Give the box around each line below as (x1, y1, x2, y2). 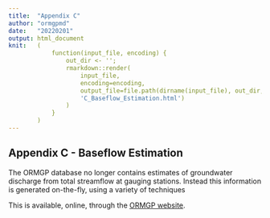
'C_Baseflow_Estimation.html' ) (80, 94, 185, 102)
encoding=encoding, (80, 79, 146, 87)
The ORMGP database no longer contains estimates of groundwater (8, 167, 233, 177)
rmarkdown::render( (65, 64, 131, 72)
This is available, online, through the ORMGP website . (8, 200, 186, 210)
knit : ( (8, 42, 42, 50)
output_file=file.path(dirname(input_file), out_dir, (80, 86, 264, 95)
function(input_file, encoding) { (51, 49, 167, 57)
